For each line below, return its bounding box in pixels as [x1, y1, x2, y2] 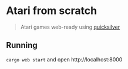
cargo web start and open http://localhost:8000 [6, 56, 123, 63]
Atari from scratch [6, 4, 97, 18]
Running [6, 40, 38, 50]
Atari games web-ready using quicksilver [20, 23, 120, 30]
